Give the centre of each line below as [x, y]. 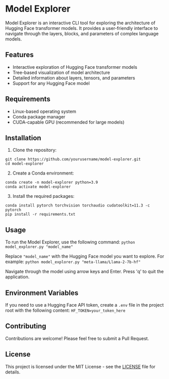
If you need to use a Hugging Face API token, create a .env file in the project [84, 305]
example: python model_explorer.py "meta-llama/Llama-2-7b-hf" [73, 262]
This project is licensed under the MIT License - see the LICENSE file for [80, 366]
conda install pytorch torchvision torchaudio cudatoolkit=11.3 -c [78, 205]
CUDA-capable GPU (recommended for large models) [68, 122]
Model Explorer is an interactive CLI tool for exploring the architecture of [80, 23]
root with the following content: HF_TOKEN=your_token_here [65, 310]
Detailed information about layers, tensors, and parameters [74, 78]
